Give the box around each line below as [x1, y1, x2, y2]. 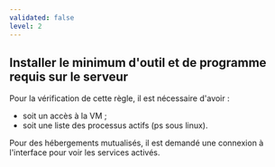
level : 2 [9, 22, 42, 31]
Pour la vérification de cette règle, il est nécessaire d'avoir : [9, 93, 230, 104]
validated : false [9, 13, 75, 23]
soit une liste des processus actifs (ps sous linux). [22, 120, 208, 131]
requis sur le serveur [9, 69, 129, 84]
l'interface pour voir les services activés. [9, 147, 160, 158]
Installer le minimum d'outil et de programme [9, 55, 267, 70]
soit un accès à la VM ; [22, 110, 107, 122]
